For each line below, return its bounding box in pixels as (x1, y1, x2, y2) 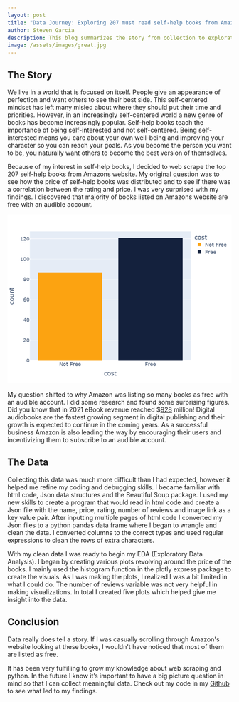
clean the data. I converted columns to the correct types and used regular (7, 528, 224, 536)
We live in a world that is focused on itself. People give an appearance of (7, 88, 221, 96)
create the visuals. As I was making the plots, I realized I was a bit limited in (7, 572, 228, 581)
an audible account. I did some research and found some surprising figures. (7, 397, 230, 406)
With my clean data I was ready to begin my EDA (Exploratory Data (7, 549, 203, 558)
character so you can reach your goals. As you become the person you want (7, 141, 232, 149)
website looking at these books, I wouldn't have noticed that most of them (7, 642, 224, 651)
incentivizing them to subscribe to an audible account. (7, 435, 166, 444)
